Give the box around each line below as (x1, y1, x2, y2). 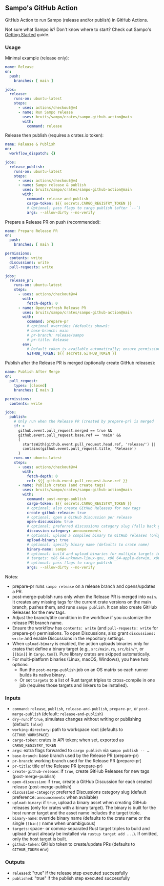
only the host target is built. (12, 836, 67, 842)
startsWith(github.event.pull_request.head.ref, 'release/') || (22, 442, 156, 447)
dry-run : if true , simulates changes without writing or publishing (12, 716, 142, 722)
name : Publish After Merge (5, 369, 60, 374)
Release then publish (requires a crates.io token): (5, 132, 104, 138)
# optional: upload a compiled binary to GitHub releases (26, 533, 147, 538)
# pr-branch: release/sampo (26, 333, 84, 338)
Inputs (5, 695, 21, 702)
